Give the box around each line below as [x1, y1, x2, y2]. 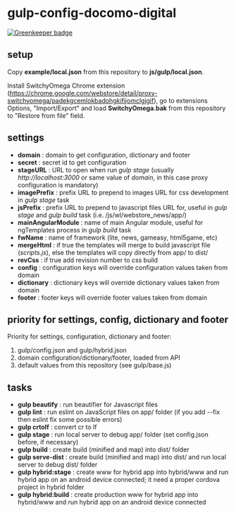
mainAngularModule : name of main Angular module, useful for [17, 218, 204, 227]
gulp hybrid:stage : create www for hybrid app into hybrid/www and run [17, 468, 229, 476]
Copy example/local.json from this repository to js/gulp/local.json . [7, 67, 204, 76]
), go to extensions [154, 96, 208, 105]
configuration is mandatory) [17, 180, 99, 189]
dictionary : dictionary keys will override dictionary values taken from [17, 278, 220, 287]
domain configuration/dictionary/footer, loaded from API [17, 353, 181, 362]
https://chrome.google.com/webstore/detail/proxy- [9, 88, 158, 97]
